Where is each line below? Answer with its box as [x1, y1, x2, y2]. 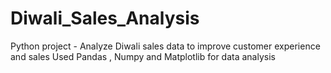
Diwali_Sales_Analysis [10, 7, 200, 30]
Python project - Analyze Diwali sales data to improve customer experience [10, 40, 321, 52]
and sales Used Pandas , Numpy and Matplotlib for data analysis [10, 50, 276, 62]
